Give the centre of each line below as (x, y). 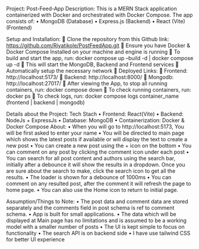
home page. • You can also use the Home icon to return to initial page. (92, 190)
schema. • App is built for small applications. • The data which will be (91, 214)
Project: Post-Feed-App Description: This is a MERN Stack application (91, 9)
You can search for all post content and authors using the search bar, (91, 158)
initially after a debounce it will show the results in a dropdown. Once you (96, 164)
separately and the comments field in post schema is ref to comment (90, 208)
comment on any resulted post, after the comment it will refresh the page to (99, 183)
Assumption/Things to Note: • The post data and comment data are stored (97, 201)
